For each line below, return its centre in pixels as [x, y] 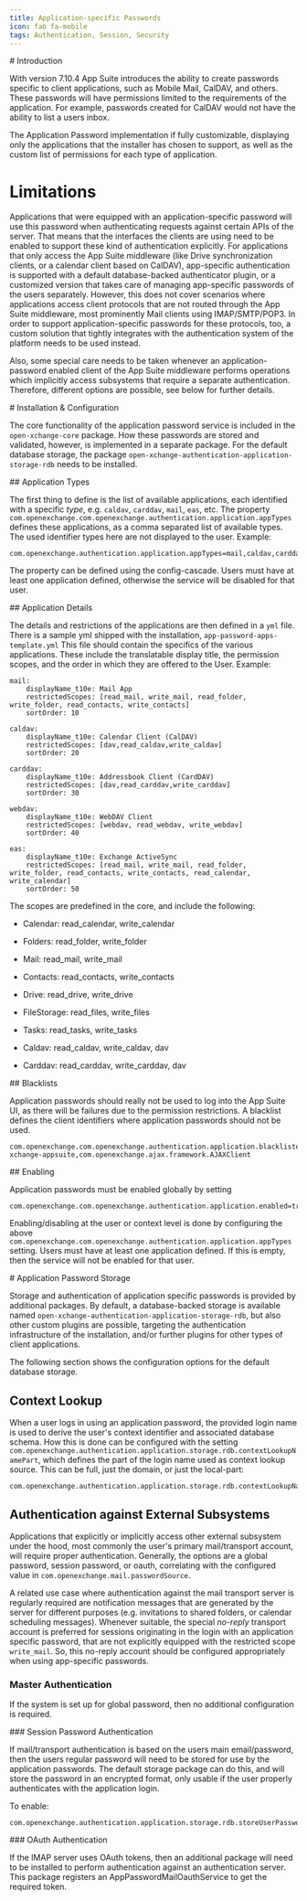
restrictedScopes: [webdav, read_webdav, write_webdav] [135, 825]
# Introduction [36, 61]
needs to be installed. [97, 465]
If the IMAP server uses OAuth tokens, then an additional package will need [151, 1858]
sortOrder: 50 [53, 889]
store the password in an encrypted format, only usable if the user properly [151, 1778]
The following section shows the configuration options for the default [139, 1362]
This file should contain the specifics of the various [157, 645]
